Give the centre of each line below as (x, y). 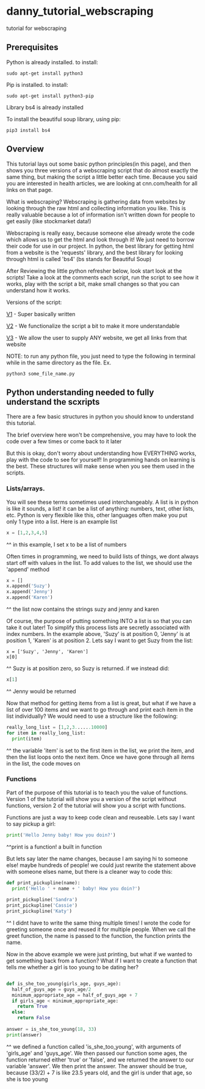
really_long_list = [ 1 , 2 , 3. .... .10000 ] (57, 727)
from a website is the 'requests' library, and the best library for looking (95, 253)
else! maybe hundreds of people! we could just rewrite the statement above (101, 865)
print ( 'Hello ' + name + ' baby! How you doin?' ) (76, 888)
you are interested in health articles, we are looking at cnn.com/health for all (102, 183)
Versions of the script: (34, 302)
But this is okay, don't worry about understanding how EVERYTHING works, (101, 453)
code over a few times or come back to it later (64, 441)
